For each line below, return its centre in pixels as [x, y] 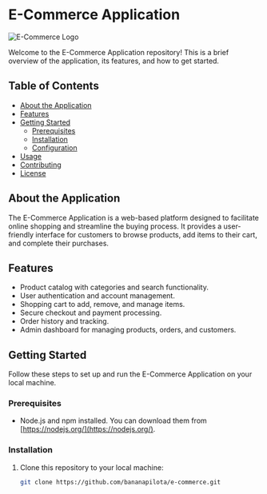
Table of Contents [54, 86]
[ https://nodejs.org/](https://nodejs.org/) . [88, 429]
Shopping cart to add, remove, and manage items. [102, 305]
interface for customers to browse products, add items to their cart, [146, 234]
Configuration [54, 147]
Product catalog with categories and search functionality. [114, 287]
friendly [21, 234]
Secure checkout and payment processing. [91, 313]
